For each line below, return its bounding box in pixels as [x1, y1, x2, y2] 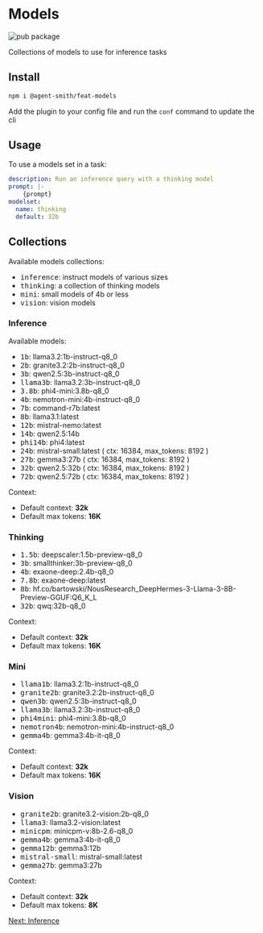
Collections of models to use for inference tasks [8, 47, 167, 56]
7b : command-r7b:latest [19, 403, 101, 413]
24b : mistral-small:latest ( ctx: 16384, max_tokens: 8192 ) [19, 446, 209, 455]
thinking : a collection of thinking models [19, 280, 160, 290]
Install [8, 70, 40, 85]
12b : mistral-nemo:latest [19, 420, 102, 429]
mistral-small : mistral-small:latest [19, 852, 143, 861]
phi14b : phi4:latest [19, 437, 85, 447]
